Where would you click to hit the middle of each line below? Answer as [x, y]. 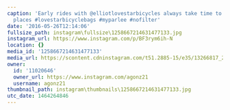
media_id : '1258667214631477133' [55, 52]
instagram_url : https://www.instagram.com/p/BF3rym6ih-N [90, 39]
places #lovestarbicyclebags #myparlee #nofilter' [87, 20]
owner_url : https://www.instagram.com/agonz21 [81, 77]
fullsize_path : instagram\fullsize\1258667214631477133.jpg [95, 32]
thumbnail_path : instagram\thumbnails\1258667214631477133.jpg [99, 90]
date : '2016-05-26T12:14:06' [49, 26]
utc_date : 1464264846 [38, 96]
